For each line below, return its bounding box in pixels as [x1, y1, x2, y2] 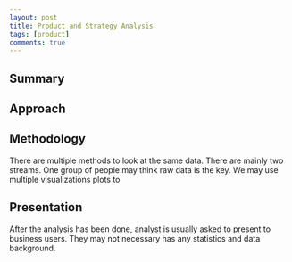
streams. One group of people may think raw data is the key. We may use [9, 164, 279, 175]
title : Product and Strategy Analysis [9, 21, 154, 30]
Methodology [9, 131, 87, 147]
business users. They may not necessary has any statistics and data [9, 233, 261, 243]
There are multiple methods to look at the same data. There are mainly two [9, 155, 284, 166]
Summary [9, 70, 65, 86]
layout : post [9, 12, 58, 22]
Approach [9, 102, 66, 117]
